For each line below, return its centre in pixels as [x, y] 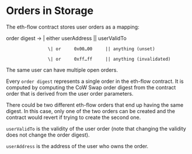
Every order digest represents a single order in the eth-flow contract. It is [95, 81]
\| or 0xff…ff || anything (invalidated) [109, 59]
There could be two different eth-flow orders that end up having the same [95, 105]
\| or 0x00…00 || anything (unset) [102, 49]
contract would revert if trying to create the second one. [74, 117]
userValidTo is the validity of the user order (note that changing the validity [96, 128]
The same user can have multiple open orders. [62, 70]
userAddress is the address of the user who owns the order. [77, 146]
